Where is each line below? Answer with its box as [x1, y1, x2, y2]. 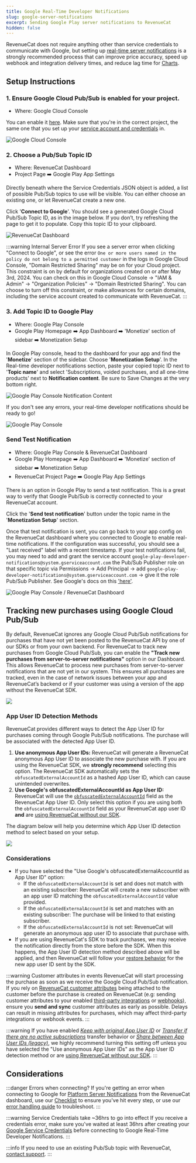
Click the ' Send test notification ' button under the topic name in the [6, 510, 171, 517]
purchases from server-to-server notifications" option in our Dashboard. [6, 655, 186, 662]
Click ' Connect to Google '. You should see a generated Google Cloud [6, 208, 174, 215]
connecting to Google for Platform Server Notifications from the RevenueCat [6, 1090, 190, 1097]
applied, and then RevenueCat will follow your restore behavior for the [14, 955, 183, 962]
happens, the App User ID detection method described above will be [14, 948, 180, 955]
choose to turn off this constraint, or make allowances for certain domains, [6, 287, 186, 294]
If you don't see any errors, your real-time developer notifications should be [6, 403, 189, 410]
